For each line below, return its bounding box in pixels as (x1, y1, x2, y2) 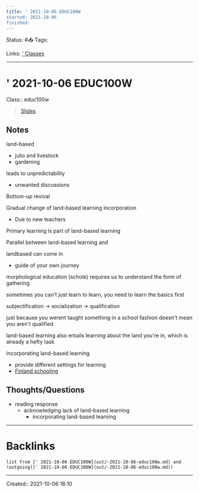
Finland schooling (14, 367, 58, 374)
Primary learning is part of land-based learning (6, 227, 121, 234)
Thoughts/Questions (6, 385, 85, 395)
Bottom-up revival (6, 193, 50, 200)
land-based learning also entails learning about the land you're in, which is (6, 332, 188, 339)
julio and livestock (14, 152, 59, 159)
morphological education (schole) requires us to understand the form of (6, 274, 182, 281)
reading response (14, 400, 58, 407)
